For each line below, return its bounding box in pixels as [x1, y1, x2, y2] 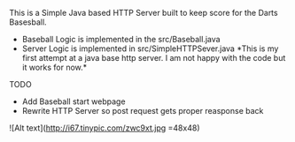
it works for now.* [21, 62, 88, 72]
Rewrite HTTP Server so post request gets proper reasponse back [21, 106, 264, 116]
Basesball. [9, 17, 47, 27]
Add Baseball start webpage [21, 96, 126, 107]
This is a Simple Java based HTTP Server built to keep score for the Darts [9, 8, 278, 18]
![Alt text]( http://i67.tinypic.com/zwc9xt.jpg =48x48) [9, 123, 200, 133]
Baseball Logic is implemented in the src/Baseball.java [21, 34, 221, 44]
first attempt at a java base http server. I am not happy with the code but [21, 53, 286, 63]
